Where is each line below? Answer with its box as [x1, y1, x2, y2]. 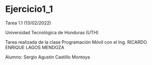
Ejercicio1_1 [5, 3, 53, 15]
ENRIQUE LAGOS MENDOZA [5, 44, 64, 50]
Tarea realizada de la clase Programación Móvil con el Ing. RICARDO [5, 39, 147, 45]
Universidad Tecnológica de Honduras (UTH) [5, 29, 99, 35]
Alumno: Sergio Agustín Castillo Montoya [5, 54, 90, 60]
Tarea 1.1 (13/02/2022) [5, 20, 51, 26]
